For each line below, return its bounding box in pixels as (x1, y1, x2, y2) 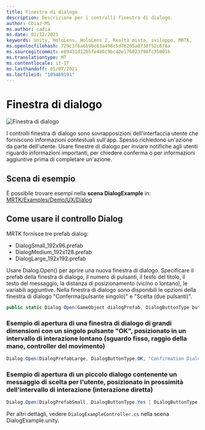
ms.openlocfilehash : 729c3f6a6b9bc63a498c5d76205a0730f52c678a (6, 43, 171, 49)
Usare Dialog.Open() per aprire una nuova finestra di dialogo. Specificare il (6, 266, 194, 274)
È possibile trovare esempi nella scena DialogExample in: (6, 190, 151, 197)
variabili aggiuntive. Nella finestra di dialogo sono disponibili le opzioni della (6, 286, 196, 293)
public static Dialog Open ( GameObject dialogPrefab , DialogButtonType (6, 304, 190, 310)
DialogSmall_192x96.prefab (15, 242, 84, 249)
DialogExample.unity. (6, 417, 60, 425)
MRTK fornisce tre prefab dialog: (6, 230, 88, 237)
